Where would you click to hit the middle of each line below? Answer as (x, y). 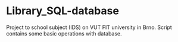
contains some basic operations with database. (64, 33)
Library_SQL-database (63, 11)
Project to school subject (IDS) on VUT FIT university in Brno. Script (89, 27)
